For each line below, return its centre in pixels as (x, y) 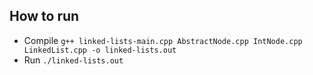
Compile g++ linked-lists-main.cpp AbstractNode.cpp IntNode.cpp (163, 40)
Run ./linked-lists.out (73, 60)
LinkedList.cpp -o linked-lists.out (100, 50)
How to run (44, 16)
